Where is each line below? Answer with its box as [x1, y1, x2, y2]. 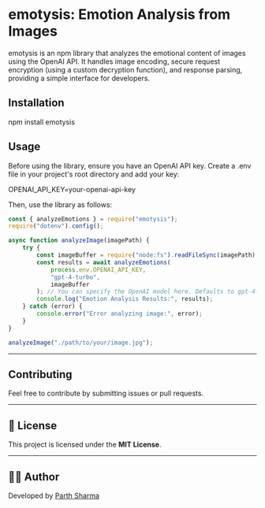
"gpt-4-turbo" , [50, 273, 101, 281]
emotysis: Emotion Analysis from [8, 6, 231, 24]
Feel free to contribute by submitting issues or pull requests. [8, 388, 203, 399]
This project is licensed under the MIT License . [8, 439, 162, 450]
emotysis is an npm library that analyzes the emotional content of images [8, 48, 246, 57]
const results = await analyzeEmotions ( [36, 258, 171, 266]
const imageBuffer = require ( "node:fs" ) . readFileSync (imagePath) [36, 251, 256, 259]
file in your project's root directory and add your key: [8, 169, 180, 179]
